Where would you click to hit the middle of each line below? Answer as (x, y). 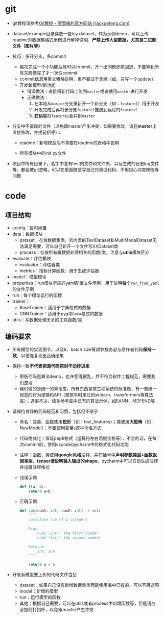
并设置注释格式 (35, 467)
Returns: (37, 547)
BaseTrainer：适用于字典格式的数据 (55, 307)
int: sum (46, 551)
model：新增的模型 (39, 591)
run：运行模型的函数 (40, 597)
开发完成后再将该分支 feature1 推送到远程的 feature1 (86, 109)
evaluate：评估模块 (32, 258)
